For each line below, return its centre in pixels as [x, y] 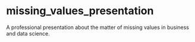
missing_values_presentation [80, 11]
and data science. [28, 33]
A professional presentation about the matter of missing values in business [97, 27]
